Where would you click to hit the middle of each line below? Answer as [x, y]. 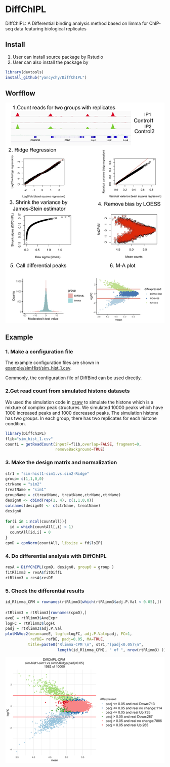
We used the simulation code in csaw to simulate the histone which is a [79, 402]
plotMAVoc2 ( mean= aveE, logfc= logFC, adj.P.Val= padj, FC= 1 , [69, 634]
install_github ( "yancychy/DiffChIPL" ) [46, 77]
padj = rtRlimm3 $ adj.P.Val [34, 629]
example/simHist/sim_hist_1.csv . [38, 368]
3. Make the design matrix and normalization [61, 463]
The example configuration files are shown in [52, 362]
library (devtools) [25, 72]
